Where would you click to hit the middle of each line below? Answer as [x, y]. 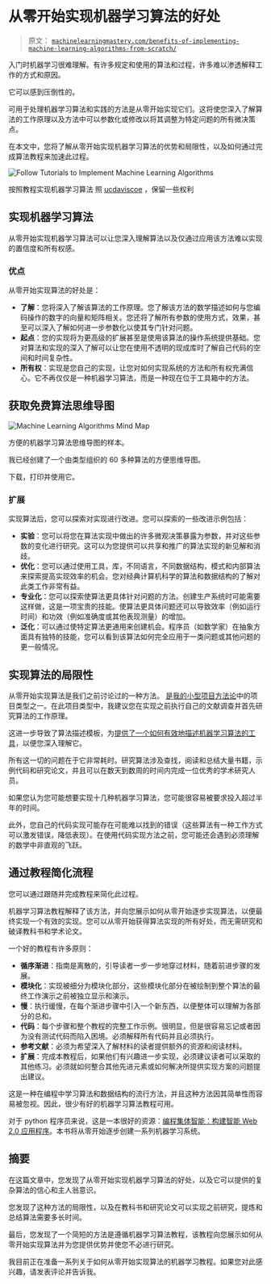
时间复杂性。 [56, 358]
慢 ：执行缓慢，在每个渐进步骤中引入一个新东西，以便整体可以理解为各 [137, 1006]
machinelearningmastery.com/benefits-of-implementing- [145, 41]
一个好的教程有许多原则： [51, 948]
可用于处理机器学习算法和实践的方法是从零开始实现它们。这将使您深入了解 [132, 109]
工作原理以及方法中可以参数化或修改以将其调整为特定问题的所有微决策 [139, 119]
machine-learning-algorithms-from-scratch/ [102, 48]
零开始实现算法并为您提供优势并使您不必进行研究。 [93, 1244]
